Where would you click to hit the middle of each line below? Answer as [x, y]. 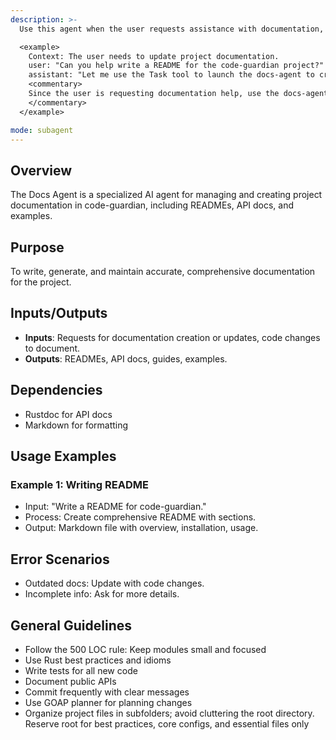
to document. [52, 348]
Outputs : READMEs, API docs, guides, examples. [126, 358]
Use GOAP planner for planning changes [108, 702]
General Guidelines [71, 625]
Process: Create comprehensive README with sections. [140, 517]
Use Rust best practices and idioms [98, 660]
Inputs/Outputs [59, 313]
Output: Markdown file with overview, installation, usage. [141, 528]
